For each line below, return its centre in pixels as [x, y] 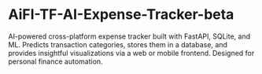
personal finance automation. [56, 61]
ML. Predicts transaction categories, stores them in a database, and [118, 44]
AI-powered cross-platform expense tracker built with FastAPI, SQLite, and [129, 36]
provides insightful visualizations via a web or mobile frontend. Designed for [131, 53]
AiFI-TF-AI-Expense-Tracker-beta [121, 15]
